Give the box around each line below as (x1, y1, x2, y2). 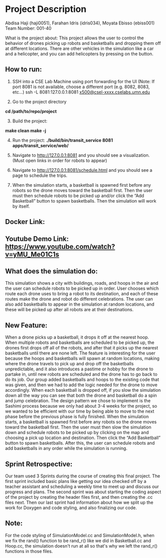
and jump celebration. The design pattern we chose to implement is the (5, 398, 151, 404)
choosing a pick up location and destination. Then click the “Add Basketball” (5, 435, 161, 441)
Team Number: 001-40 (5, 25, 52, 31)
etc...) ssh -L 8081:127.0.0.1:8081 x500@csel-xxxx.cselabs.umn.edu (12, 89, 150, 95)
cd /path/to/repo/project (5, 108, 57, 114)
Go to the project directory (12, 99, 67, 105)
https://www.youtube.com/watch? (5, 242, 115, 251)
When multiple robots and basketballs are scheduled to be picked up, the (5, 339, 155, 345)
